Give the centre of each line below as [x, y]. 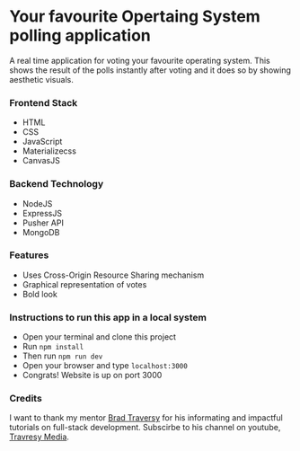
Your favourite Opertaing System [135, 17]
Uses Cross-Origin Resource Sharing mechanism [113, 275]
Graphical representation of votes [84, 284]
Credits [26, 399]
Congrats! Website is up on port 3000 [92, 376]
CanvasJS [41, 161]
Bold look [40, 294]
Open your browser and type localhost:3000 [105, 366]
